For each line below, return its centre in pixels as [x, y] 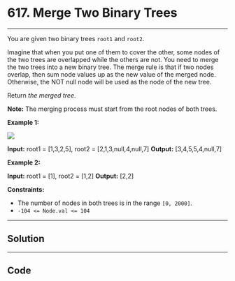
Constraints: [26, 189]
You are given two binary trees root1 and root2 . [76, 38]
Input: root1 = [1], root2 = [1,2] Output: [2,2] [71, 176]
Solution [26, 239]
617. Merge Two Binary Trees [92, 13]
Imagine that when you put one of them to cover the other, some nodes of [114, 52]
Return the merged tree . [42, 95]
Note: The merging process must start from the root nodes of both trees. [112, 109]
